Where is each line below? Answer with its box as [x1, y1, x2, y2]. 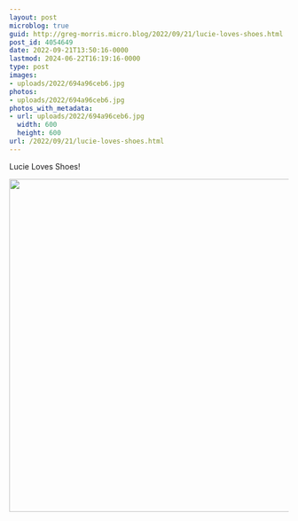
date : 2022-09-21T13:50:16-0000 [9, 46, 129, 55]
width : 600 [17, 121, 58, 130]
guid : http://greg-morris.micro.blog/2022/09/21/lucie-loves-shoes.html [9, 29, 284, 38]
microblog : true [9, 21, 69, 30]
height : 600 [17, 129, 62, 138]
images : [9, 71, 38, 80]
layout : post [9, 12, 58, 22]
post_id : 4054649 [9, 37, 74, 47]
